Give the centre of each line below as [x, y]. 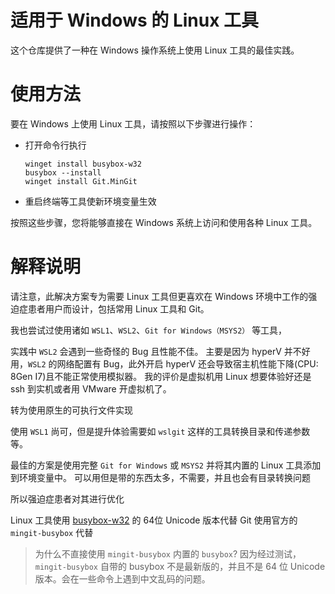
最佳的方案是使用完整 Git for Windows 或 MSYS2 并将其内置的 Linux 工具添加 [166, 465]
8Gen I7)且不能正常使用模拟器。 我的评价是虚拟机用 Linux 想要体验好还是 [161, 376]
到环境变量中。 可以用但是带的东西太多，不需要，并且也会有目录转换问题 [160, 477]
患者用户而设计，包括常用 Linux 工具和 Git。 [118, 308]
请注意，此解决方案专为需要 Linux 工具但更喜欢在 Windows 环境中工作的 [159, 296]
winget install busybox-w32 [83, 164]
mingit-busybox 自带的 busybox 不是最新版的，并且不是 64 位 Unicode [180, 566]
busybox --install [63, 172]
